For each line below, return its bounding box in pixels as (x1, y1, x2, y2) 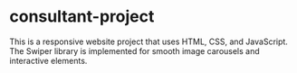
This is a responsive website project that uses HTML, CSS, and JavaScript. (9, 36, 288, 47)
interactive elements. (9, 55, 88, 66)
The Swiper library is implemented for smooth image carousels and (9, 45, 260, 56)
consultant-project (9, 6, 155, 27)
